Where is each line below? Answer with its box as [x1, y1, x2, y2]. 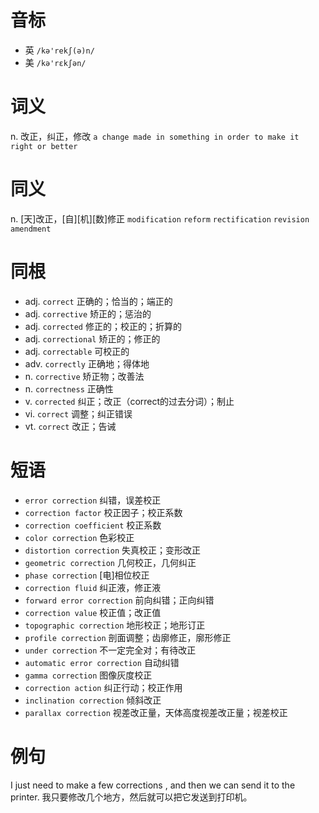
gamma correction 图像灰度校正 [24, 669, 153, 681]
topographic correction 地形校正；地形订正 [24, 619, 206, 631]
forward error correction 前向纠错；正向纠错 [24, 594, 215, 606]
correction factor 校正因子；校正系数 [24, 506, 183, 518]
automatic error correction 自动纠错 [24, 656, 180, 668]
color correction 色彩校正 [24, 531, 135, 543]
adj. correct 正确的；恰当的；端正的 [24, 295, 173, 307]
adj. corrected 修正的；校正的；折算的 [24, 320, 182, 332]
